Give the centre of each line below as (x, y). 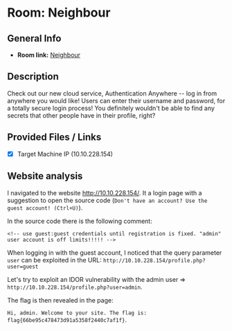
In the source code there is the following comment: (80, 221)
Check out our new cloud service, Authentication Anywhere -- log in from (112, 93)
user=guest (23, 267)
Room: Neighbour (59, 13)
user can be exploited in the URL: (54, 260)
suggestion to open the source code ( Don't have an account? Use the (107, 200)
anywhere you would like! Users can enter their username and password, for (116, 100)
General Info (34, 38)
